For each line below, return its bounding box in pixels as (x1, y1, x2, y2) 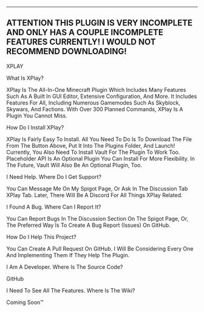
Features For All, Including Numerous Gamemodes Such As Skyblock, (6, 99, 181, 106)
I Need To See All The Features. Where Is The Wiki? (6, 286, 135, 294)
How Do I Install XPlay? (6, 123, 64, 131)
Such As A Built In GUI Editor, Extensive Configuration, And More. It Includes (6, 92, 197, 100)
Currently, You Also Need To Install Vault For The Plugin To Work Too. (6, 148, 180, 156)
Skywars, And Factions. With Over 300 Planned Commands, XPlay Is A (6, 105, 183, 113)
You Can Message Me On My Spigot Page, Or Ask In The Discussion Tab (6, 185, 188, 192)
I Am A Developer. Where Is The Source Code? (6, 263, 123, 271)
